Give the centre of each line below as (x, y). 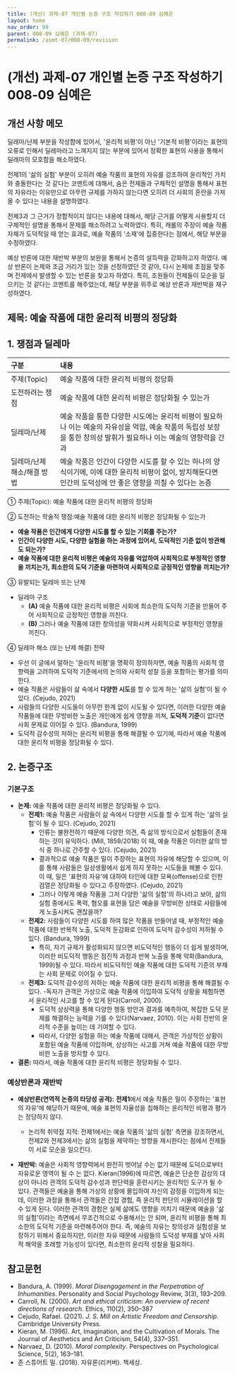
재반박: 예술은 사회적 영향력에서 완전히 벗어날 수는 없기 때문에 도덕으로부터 (120, 1165)
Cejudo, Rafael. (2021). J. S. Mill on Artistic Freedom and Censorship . (118, 1316)
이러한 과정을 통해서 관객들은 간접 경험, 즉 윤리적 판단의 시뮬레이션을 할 (125, 1200)
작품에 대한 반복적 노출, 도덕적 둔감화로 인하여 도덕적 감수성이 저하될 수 (126, 930)
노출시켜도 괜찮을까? (74, 912)
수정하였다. (23, 243)
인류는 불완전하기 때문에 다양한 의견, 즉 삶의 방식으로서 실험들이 (126, 832)
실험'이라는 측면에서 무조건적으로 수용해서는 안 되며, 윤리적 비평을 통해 (122, 1218)
